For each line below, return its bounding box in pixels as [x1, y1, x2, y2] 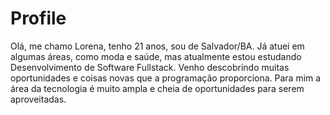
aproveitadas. [10, 93, 67, 105]
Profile [10, 7, 67, 30]
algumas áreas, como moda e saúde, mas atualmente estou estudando [10, 50, 302, 62]
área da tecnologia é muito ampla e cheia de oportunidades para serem [10, 82, 305, 94]
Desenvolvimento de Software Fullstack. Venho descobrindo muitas [10, 61, 290, 73]
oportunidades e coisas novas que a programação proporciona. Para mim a [10, 72, 322, 84]
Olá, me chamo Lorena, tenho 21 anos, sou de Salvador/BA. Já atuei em [10, 40, 305, 52]
